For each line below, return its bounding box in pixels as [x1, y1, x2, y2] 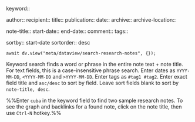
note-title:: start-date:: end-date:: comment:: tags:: [6, 28, 128, 35]
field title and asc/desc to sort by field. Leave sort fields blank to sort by [6, 79, 179, 86]
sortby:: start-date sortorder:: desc [6, 39, 90, 46]
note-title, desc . [6, 86, 50, 93]
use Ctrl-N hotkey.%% [6, 110, 62, 116]
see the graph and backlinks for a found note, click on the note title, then [6, 103, 182, 110]
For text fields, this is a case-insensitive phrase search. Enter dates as [6, 67, 176, 74]
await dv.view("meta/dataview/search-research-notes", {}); [6, 50, 157, 56]
